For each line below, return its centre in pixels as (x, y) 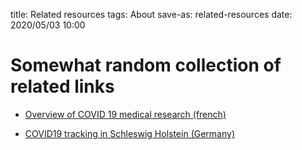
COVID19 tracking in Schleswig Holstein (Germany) (129, 133)
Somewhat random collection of (146, 65)
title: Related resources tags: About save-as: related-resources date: (151, 14)
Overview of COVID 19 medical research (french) (125, 114)
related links (62, 86)
